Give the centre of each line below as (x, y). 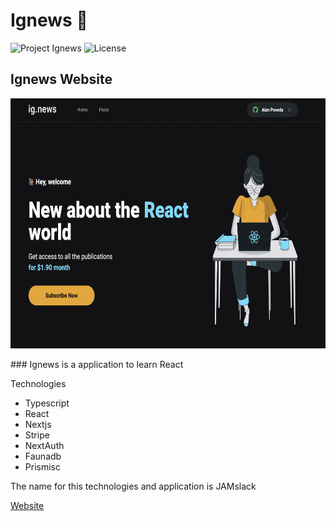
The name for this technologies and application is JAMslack (133, 486)
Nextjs (38, 424)
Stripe (37, 435)
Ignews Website (61, 79)
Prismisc (42, 466)
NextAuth (44, 445)
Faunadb (43, 456)
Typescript (47, 403)
